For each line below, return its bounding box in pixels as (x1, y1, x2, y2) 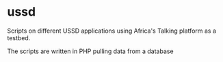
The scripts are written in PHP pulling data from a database (7, 47, 174, 55)
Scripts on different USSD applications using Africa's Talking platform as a (7, 27, 217, 35)
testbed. (7, 33, 31, 42)
